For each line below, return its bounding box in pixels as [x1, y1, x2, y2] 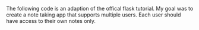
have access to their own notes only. [6, 18, 96, 24]
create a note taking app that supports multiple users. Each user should [6, 11, 181, 18]
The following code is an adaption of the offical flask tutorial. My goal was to [6, 5, 194, 12]
